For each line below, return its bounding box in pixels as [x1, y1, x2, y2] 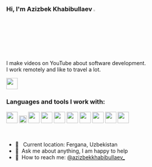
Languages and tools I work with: [6, 98, 106, 106]
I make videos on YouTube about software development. [6, 60, 147, 67]
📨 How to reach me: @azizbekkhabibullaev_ [14, 153, 125, 161]
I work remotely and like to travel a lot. [6, 66, 101, 74]
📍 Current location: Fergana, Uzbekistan [14, 140, 118, 148]
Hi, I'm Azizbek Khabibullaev [6, 5, 92, 13]
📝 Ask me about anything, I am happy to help [14, 147, 128, 154]
